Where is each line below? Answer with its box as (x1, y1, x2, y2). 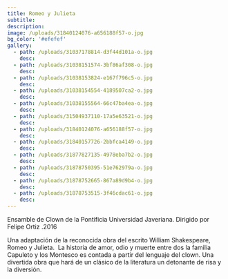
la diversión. (7, 265, 42, 273)
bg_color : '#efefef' (7, 36, 67, 43)
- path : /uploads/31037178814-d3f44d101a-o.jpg (13, 49, 153, 56)
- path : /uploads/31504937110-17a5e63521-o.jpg (13, 113, 153, 119)
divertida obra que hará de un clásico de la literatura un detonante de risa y (7, 258, 222, 266)
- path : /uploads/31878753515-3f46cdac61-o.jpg (13, 190, 153, 197)
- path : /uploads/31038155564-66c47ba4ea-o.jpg (13, 100, 153, 107)
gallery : (7, 42, 32, 49)
